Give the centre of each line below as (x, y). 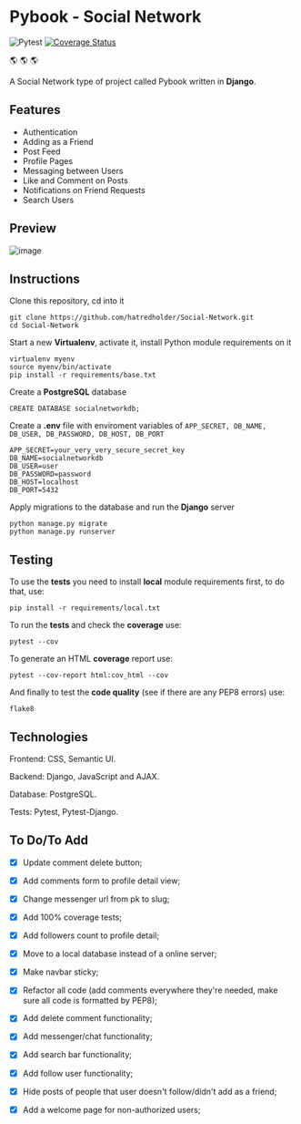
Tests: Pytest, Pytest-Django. (64, 812)
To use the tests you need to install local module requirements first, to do (147, 582)
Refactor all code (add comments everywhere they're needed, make (150, 990)
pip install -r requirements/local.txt (85, 608)
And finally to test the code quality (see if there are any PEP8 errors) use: (147, 692)
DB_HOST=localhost (44, 482)
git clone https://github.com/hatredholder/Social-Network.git (132, 318)
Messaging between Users (73, 170)
